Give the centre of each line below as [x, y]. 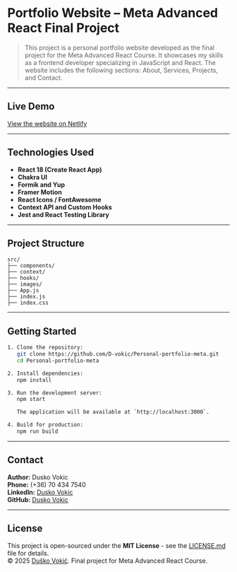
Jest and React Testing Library [63, 214]
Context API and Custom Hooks [65, 207]
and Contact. [43, 77]
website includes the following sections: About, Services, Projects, [121, 70]
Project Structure [46, 243]
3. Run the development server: [55, 393]
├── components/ [31, 266]
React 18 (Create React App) [60, 169]
